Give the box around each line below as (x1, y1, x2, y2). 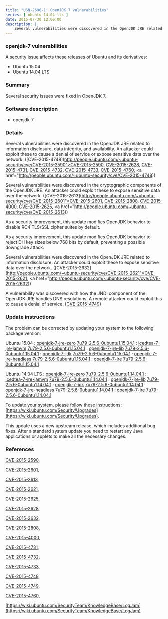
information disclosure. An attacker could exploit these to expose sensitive (5, 259, 159, 266)
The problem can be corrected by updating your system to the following (5, 325, 154, 331)
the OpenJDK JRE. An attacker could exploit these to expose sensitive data (5, 187, 160, 193)
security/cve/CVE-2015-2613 (5, 209, 65, 215)
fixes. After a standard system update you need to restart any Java (5, 428, 143, 434)
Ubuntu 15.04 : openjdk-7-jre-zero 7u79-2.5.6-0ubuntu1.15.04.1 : (5, 340, 137, 346)
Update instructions (5, 314, 55, 321)
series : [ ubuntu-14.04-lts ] (5, 12, 69, 17)
